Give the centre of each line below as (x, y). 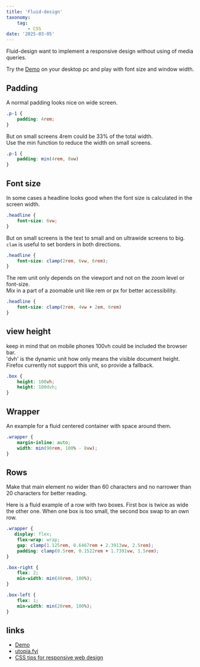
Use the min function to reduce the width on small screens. (79, 142)
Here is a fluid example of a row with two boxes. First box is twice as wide (97, 505)
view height (28, 332)
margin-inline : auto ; (44, 442)
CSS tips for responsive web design (59, 657)
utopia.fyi (27, 651)
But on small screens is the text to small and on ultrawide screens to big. (96, 238)
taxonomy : (19, 17)
